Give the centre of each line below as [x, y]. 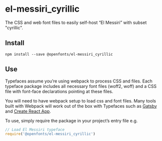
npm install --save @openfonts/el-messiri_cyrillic [59, 54]
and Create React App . [28, 111]
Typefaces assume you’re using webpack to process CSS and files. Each [79, 81]
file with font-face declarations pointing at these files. [59, 91]
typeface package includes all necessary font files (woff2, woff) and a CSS [81, 86]
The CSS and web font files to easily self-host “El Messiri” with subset [76, 22]
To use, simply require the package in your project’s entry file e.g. [71, 121]
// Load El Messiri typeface [35, 130]
